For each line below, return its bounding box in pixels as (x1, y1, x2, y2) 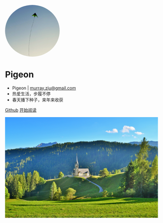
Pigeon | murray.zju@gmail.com (12, 85, 76, 91)
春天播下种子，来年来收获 (12, 97, 64, 103)
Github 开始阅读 (5, 107, 37, 113)
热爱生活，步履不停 (12, 90, 51, 96)
